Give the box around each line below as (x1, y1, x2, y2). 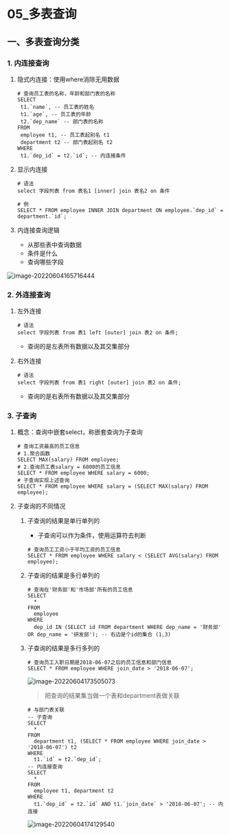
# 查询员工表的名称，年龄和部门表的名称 (16, 90, 116, 97)
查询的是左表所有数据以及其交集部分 (27, 342, 130, 351)
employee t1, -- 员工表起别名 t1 (20, 132, 110, 138)
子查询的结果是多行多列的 (27, 644, 100, 652)
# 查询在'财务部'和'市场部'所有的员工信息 (27, 586, 133, 593)
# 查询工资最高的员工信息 (16, 443, 80, 450)
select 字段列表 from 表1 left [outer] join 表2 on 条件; (16, 329, 179, 336)
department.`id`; (16, 213, 67, 220)
